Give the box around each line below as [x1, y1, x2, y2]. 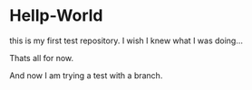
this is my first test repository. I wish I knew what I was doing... [9, 35, 243, 46]
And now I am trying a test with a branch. [9, 69, 163, 81]
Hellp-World [9, 5, 103, 26]
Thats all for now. [9, 52, 74, 63]
